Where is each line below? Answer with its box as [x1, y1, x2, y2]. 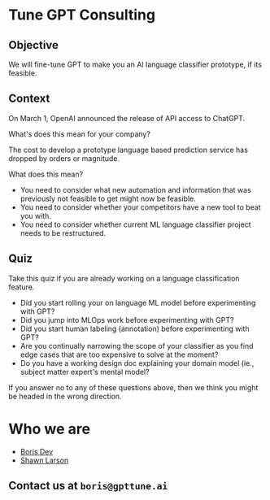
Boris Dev [20, 446, 54, 456]
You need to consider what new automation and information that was [20, 185, 252, 194]
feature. [8, 282, 35, 292]
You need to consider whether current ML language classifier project [20, 220, 251, 229]
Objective [8, 38, 59, 52]
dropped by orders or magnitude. [8, 153, 120, 163]
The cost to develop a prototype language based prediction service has [8, 145, 248, 154]
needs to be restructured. [20, 228, 107, 237]
